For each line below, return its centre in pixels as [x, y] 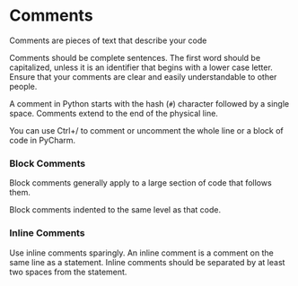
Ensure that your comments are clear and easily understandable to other [143, 76]
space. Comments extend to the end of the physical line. [114, 113]
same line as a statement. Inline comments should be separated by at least [147, 262]
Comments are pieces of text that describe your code [108, 40]
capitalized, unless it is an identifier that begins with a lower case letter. [141, 67]
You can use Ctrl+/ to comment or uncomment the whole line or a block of [147, 130]
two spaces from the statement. [68, 272]
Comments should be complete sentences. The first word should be [135, 57]
